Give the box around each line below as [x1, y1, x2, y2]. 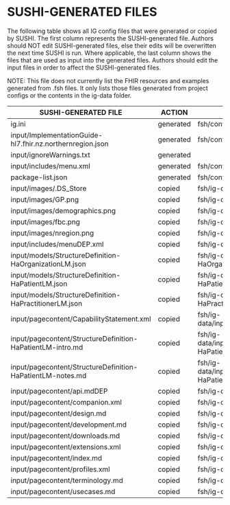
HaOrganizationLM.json [10, 259, 87, 269]
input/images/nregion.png [10, 228, 94, 238]
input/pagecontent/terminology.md [10, 475, 123, 485]
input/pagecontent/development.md [10, 420, 127, 429]
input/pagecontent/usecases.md [10, 486, 116, 496]
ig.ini [10, 119, 26, 128]
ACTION [160, 107, 188, 117]
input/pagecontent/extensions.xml [10, 442, 121, 451]
